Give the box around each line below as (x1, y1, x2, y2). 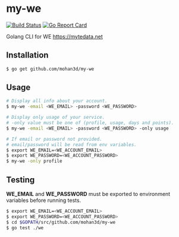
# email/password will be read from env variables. (6, 141, 137, 147)
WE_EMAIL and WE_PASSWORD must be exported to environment (6, 191, 171, 197)
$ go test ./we (6, 225, 44, 230)
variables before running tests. (6, 197, 81, 204)
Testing (6, 175, 35, 185)
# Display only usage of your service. (6, 115, 105, 121)
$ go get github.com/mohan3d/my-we (6, 66, 95, 72)
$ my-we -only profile (6, 158, 62, 165)
